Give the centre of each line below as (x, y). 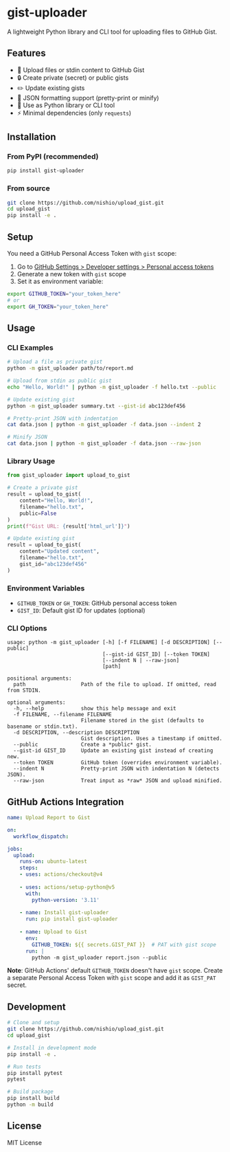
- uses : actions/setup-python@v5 (67, 887)
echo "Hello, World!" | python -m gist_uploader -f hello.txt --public (112, 387)
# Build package (30, 1092)
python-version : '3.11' (66, 900)
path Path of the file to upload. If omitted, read (115, 685)
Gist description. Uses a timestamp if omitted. (152, 739)
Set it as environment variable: (60, 281)
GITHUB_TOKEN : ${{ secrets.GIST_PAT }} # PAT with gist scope (124, 944)
